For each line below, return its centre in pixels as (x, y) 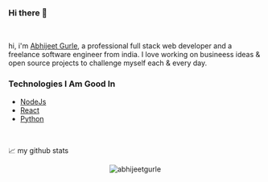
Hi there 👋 (28, 13)
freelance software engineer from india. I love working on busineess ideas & (134, 55)
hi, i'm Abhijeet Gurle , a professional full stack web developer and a (120, 46)
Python (32, 118)
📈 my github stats (39, 150)
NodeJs (33, 101)
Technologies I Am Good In (62, 84)
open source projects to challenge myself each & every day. (108, 63)
